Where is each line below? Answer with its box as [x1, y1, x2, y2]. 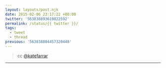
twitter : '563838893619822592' [5, 16, 70, 21]
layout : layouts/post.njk [5, 7, 58, 12]
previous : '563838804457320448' [5, 39, 72, 44]
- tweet [9, 30, 26, 35]
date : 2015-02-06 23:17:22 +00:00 [5, 12, 77, 17]
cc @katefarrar [17, 53, 48, 59]
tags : [5, 26, 16, 31]
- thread [9, 35, 28, 40]
